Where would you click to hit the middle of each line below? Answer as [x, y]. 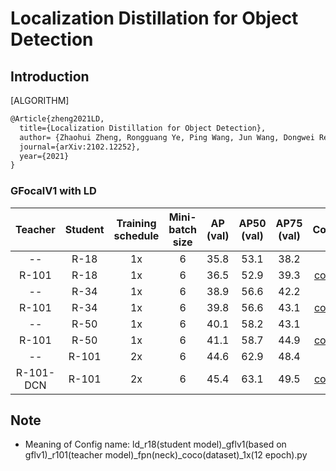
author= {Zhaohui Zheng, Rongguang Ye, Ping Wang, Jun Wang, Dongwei [167, 137]
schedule [136, 235]
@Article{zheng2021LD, [57, 119]
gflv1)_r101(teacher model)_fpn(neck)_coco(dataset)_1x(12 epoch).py [166, 455]
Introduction [50, 76]
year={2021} [44, 156]
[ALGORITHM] [40, 100]
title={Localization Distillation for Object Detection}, [143, 128]
